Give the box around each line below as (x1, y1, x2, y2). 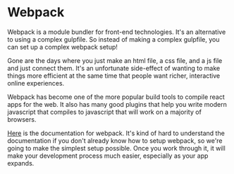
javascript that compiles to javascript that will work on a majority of (7, 108, 202, 116)
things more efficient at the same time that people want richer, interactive (7, 71, 221, 80)
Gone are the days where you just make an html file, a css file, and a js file (7, 56, 223, 64)
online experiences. (7, 79, 65, 87)
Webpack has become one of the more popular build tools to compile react (7, 93, 226, 101)
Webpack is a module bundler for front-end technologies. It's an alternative (7, 28, 226, 36)
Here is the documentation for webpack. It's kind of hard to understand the (7, 129, 226, 137)
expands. (7, 158, 35, 167)
